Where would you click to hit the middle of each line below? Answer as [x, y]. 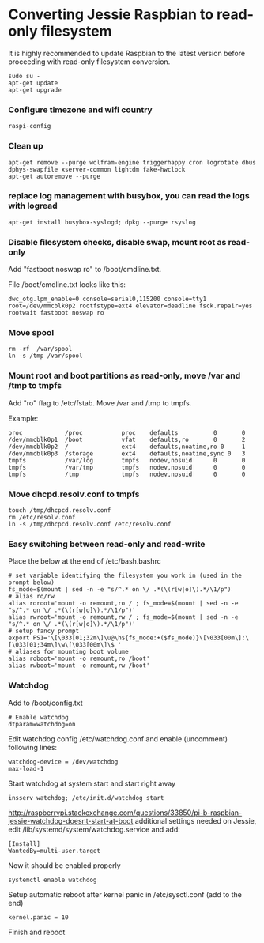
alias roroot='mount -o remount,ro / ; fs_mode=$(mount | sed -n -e [123, 604]
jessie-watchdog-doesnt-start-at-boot [71, 820]
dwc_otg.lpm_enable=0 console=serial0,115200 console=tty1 [107, 299]
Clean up [26, 146]
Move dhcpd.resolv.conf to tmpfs [74, 494]
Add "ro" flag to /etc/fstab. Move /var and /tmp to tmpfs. [100, 403]
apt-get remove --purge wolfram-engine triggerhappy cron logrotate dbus [132, 162]
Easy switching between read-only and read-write [107, 544]
